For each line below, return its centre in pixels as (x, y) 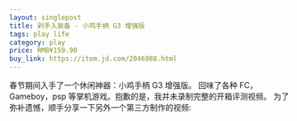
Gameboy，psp (38, 96)
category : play (37, 42)
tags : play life (39, 34)
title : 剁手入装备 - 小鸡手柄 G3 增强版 (77, 26)
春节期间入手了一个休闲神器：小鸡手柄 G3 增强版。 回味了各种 (124, 85)
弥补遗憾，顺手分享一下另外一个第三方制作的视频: (100, 107)
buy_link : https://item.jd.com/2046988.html (93, 59)
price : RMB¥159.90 (43, 51)
